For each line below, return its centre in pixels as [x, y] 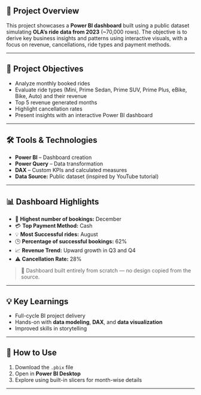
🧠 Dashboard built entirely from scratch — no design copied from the [106, 271]
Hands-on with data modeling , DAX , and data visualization [89, 322]
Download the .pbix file [44, 367]
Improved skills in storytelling [51, 329]
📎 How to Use [31, 353]
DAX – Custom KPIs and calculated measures [71, 170]
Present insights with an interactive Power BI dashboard [84, 115]
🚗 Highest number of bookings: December [68, 219]
